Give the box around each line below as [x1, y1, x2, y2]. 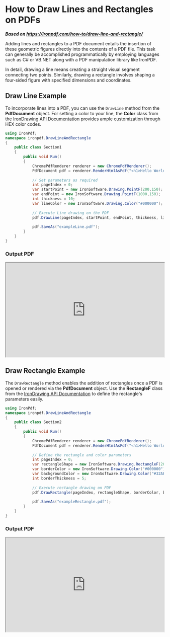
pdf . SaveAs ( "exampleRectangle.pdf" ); [32, 499, 112, 504]
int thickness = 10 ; [32, 196, 75, 201]
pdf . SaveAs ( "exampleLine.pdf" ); [32, 224, 100, 229]
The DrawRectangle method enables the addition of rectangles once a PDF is [5, 380, 162, 386]
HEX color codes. [5, 121, 42, 127]
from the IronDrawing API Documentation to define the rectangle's [5, 390, 142, 396]
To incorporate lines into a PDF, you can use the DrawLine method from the [5, 105, 160, 111]
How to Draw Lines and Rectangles [5, 4, 153, 15]
